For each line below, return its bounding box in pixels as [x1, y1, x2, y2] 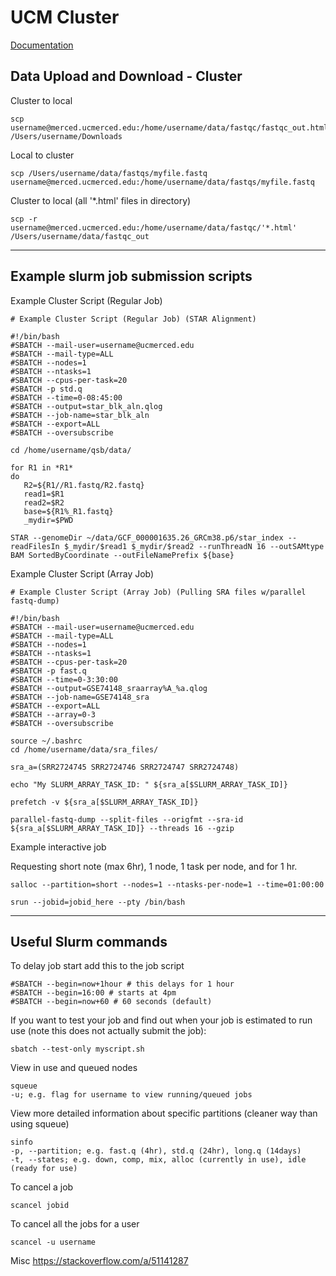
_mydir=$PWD [23, 515, 74, 525]
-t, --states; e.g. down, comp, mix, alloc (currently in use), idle [10, 1155, 307, 1165]
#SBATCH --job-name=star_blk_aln [10, 410, 150, 420]
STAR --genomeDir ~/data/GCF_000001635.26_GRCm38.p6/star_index [10, 532, 284, 543]
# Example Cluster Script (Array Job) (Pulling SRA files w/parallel [10, 587, 307, 597]
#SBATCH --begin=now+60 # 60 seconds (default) [10, 997, 213, 1007]
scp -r [10, 214, 38, 224]
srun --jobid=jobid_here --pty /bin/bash [10, 897, 186, 907]
